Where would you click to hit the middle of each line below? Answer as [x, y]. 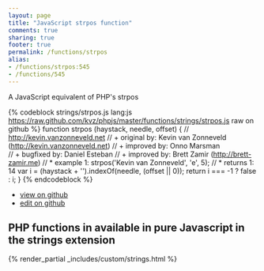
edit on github [42, 203]
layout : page [30, 15]
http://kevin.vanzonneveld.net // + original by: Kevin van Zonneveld [117, 137]
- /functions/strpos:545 [49, 67]
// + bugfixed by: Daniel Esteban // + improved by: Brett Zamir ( [111, 154]
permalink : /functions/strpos [58, 52]
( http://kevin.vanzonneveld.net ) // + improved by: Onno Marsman [114, 145]
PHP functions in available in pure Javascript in [126, 228]
